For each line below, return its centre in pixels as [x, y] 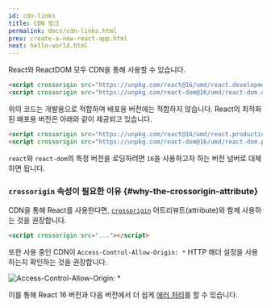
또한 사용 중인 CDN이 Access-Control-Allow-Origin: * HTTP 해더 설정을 [126, 251]
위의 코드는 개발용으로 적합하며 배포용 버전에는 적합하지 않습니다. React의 [124, 109]
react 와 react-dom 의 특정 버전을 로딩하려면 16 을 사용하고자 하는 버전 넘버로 [128, 158]
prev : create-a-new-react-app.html [68, 38]
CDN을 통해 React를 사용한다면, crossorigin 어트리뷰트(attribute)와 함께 [124, 210]
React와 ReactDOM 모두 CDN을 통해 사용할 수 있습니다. [97, 70]
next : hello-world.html [48, 46]
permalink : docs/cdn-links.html [63, 31]
